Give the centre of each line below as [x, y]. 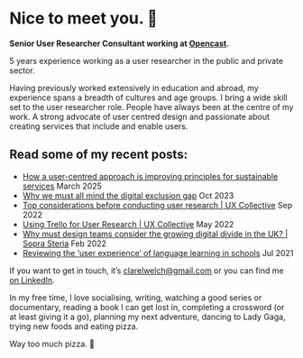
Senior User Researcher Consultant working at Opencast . [119, 43]
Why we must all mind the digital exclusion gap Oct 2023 [128, 195]
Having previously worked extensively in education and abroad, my [134, 87]
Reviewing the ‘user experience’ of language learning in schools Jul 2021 [158, 252]
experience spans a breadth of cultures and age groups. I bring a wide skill [148, 97]
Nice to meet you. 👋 [83, 18]
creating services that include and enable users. [99, 126]
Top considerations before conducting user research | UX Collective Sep [157, 205]
